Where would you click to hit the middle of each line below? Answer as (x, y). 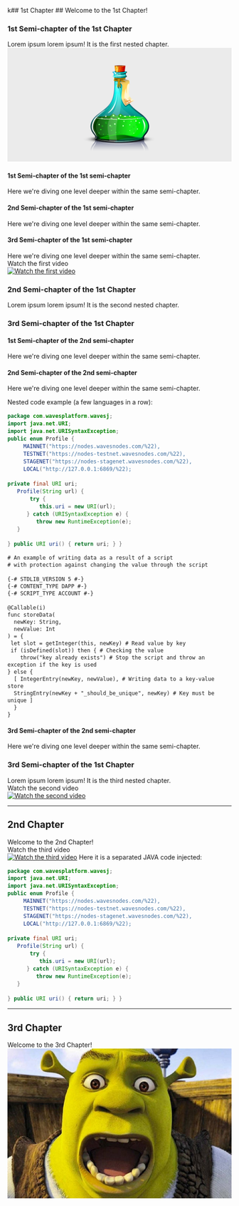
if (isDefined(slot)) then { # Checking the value (87, 651)
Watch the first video (38, 263)
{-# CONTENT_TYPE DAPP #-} (47, 587)
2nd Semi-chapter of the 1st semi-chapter (71, 208)
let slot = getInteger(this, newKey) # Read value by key (98, 644)
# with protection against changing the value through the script (108, 565)
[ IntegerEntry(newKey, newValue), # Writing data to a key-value (114, 679)
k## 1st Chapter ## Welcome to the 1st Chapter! (78, 10)
